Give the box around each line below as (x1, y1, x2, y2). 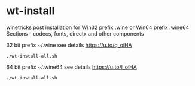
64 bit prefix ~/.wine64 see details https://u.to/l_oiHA (6, 63, 138, 71)
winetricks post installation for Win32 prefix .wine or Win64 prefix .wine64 (6, 24, 190, 31)
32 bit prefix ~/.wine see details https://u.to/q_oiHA (6, 42, 133, 49)
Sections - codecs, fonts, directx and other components (6, 30, 144, 37)
